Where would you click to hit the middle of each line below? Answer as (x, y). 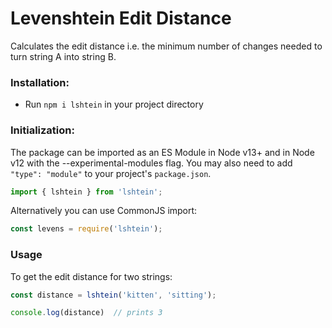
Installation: (40, 82)
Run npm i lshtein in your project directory (114, 104)
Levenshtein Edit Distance (121, 18)
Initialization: (42, 130)
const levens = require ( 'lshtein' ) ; (86, 229)
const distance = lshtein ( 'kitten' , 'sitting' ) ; (113, 295)
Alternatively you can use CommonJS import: (104, 211)
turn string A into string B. (63, 56)
